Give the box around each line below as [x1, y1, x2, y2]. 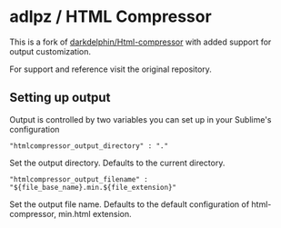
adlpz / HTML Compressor [9, 6, 212, 27]
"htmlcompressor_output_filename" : [9, 174, 148, 183]
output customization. [9, 45, 92, 56]
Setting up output [9, 90, 111, 105]
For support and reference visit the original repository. [9, 64, 212, 74]
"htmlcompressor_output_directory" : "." [9, 141, 169, 151]
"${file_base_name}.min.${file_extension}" [9, 183, 177, 192]
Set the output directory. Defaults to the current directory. [9, 157, 226, 168]
